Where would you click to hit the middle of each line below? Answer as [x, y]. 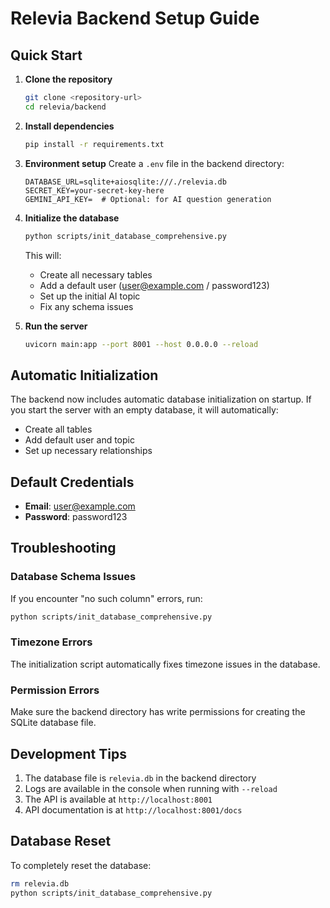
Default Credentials [72, 482]
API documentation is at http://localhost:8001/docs [133, 809]
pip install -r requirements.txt [94, 144]
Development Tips [68, 753]
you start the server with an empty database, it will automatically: [144, 410]
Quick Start [46, 55]
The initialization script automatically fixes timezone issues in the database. [165, 664]
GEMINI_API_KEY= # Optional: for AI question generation [148, 199]
